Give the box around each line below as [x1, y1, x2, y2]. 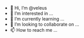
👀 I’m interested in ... [10, 10, 53, 16]
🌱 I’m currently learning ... [10, 16, 65, 22]
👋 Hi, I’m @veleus [10, 5, 47, 11]
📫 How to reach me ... [10, 27, 58, 33]
